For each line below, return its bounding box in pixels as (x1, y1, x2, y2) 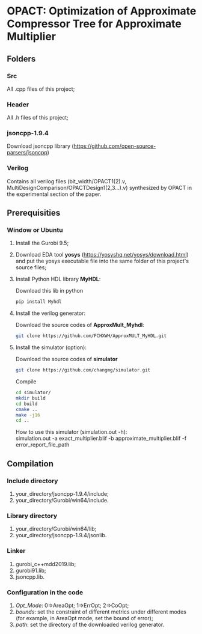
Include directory (7, 477, 58, 485)
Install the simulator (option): (15, 344, 87, 351)
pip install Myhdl (15, 299, 62, 305)
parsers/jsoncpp (7, 149, 47, 156)
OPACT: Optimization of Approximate (7, 4, 197, 18)
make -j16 (15, 412, 41, 418)
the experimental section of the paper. (7, 191, 102, 198)
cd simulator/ (15, 389, 51, 396)
